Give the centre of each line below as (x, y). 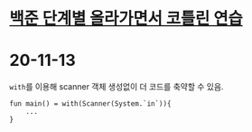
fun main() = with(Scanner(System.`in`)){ (90, 104)
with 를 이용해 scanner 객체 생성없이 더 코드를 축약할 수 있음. (117, 87)
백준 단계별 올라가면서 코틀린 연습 (126, 19)
